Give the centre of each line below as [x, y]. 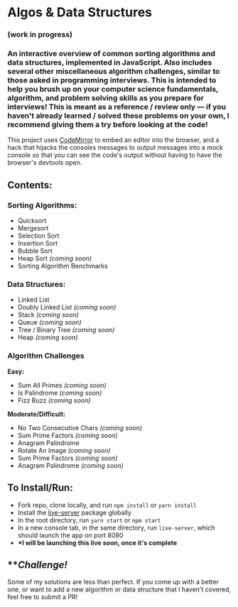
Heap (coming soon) [48, 337]
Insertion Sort [38, 244]
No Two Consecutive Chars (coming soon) [80, 427]
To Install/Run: [40, 488]
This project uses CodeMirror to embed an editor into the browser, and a [113, 140]
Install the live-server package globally [74, 513]
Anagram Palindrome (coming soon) [71, 465]
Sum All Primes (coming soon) [62, 385]
